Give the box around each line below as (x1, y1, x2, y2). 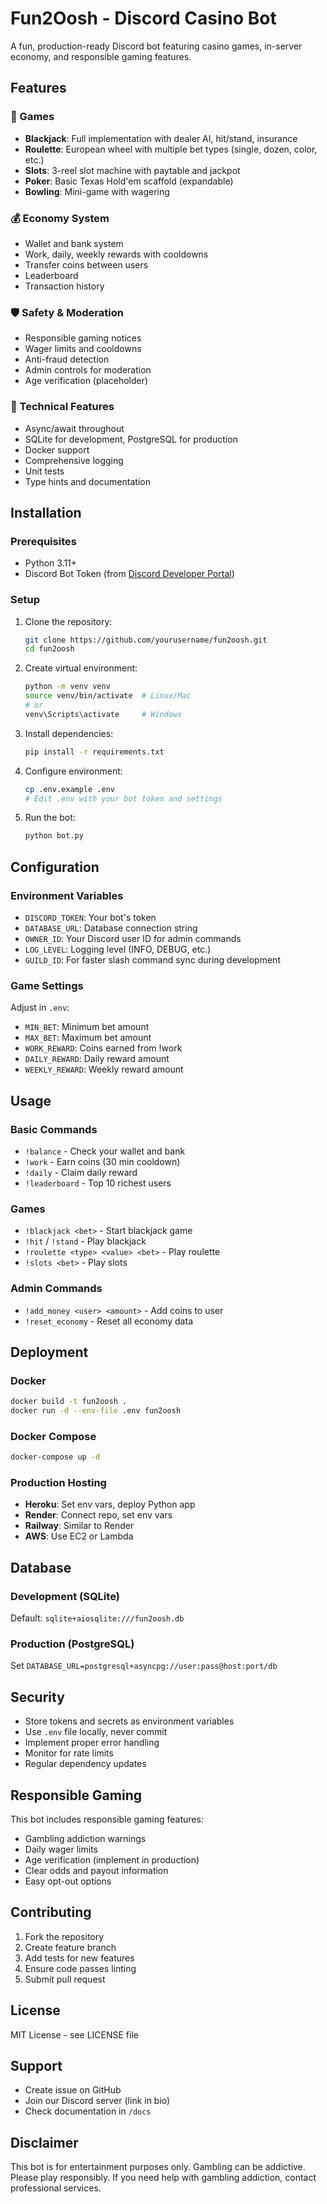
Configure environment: (24, 765, 123, 777)
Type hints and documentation (24, 475, 151, 487)
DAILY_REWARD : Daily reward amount (24, 1053, 170, 1065)
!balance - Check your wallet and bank (24, 1145, 186, 1157)
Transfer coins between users (24, 258, 149, 271)
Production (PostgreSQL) (10, 1637, 135, 1651)
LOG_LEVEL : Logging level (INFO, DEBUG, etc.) (24, 943, 212, 955)
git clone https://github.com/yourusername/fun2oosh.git (24, 635, 268, 645)
